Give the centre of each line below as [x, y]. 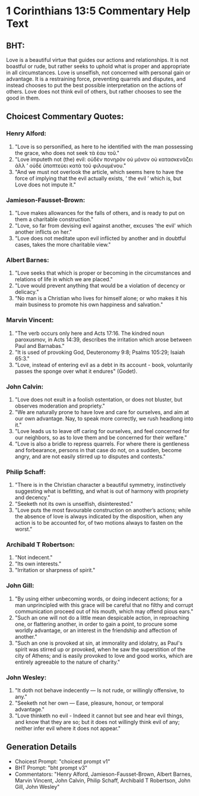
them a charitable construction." [54, 219]
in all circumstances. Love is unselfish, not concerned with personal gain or [99, 72]
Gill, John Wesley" [37, 786]
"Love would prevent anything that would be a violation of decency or [100, 286]
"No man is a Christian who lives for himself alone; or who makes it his [101, 298]
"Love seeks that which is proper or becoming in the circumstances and [103, 273]
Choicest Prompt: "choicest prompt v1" [62, 761]
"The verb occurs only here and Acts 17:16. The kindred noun [89, 333]
